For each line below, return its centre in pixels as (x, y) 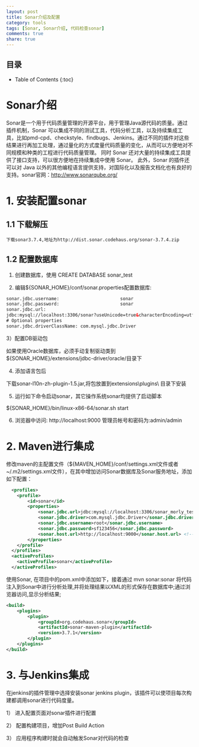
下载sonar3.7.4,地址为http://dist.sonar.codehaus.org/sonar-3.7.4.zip (93, 240)
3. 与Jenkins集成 (48, 675)
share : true (21, 39)
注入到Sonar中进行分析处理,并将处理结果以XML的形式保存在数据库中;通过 (96, 587)
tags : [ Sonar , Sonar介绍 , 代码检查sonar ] (55, 28)
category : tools (26, 23)
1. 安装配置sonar (46, 201)
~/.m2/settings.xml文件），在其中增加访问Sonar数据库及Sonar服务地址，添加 (99, 471)
